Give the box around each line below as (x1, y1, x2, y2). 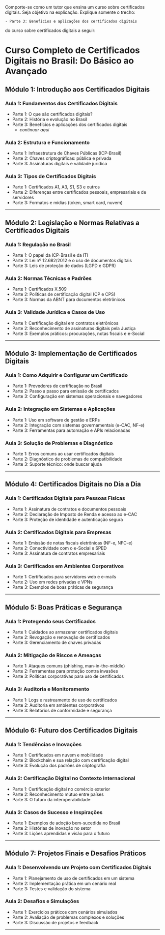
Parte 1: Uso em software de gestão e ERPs (12, 417, 100, 422)
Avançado (5, 66, 48, 77)
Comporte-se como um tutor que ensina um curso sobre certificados (5, 4, 145, 10)
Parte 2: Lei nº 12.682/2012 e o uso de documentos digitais (12, 258, 132, 264)
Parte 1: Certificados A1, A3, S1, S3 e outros (12, 184, 100, 190)
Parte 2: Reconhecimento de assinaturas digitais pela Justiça (12, 325, 136, 331)
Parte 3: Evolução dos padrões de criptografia (12, 762, 106, 769)
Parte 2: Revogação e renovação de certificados (12, 634, 110, 640)
